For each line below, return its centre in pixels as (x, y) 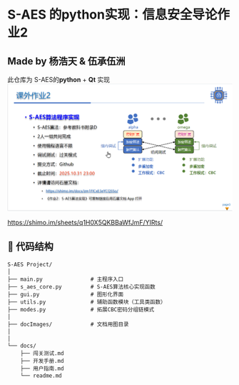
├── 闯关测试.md (42, 353)
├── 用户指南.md (42, 369)
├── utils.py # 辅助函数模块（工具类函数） (87, 302)
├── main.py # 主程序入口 (65, 279)
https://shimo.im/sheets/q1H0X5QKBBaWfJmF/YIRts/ (85, 222)
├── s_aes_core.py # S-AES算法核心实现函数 (81, 286)
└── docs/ (22, 346)
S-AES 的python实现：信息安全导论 (112, 15)
